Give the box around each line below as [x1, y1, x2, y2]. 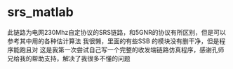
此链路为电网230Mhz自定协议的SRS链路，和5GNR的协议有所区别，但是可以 [7, 28, 226, 36]
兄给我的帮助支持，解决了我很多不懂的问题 [7, 54, 131, 63]
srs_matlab [7, 4, 74, 20]
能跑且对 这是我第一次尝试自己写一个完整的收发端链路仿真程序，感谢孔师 [13, 45, 225, 54]
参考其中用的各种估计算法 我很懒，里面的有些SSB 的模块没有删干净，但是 [7, 36, 220, 45]
